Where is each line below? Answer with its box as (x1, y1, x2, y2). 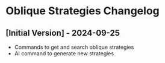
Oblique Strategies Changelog (5, 4, 160, 18)
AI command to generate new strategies (14, 50, 114, 57)
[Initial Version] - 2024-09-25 (5, 28, 120, 38)
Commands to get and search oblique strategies (14, 43, 134, 51)
